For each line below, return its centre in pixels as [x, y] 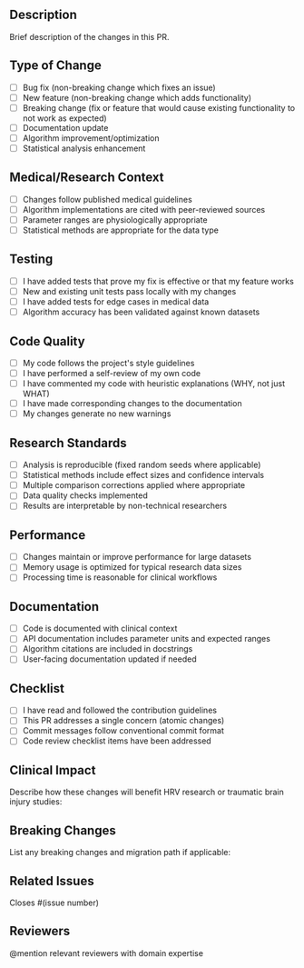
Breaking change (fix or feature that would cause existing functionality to [159, 107]
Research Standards [68, 443]
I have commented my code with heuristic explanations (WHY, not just [154, 384]
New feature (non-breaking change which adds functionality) [137, 97]
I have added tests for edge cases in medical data [116, 302]
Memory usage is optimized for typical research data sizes [132, 567]
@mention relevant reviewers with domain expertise [107, 953]
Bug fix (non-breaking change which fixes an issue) [119, 87]
